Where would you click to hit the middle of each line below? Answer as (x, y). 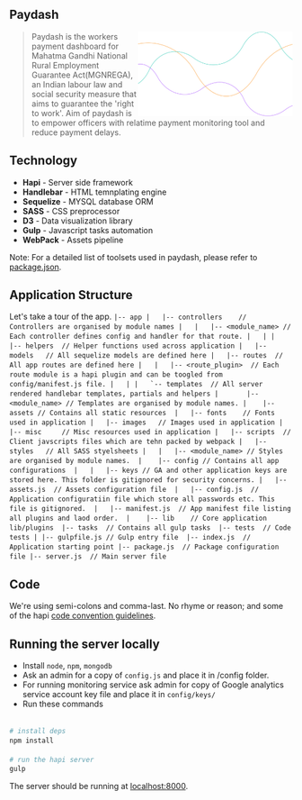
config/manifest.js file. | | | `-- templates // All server (136, 385)
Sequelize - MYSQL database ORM (88, 201)
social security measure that (84, 94)
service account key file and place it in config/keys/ (119, 695)
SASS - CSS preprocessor (71, 211)
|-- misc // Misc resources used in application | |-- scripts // (151, 432)
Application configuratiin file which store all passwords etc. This (142, 499)
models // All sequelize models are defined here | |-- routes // (146, 356)
